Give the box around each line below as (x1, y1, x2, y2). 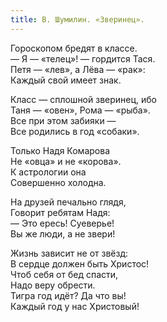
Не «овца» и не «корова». (10, 155, 122, 167)
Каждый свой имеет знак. (10, 74, 122, 86)
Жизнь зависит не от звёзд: (10, 247, 129, 259)
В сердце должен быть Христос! (10, 257, 150, 270)
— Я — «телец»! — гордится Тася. (10, 52, 156, 65)
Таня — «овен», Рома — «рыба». (10, 104, 151, 116)
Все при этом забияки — (10, 114, 117, 126)
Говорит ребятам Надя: (10, 206, 111, 218)
